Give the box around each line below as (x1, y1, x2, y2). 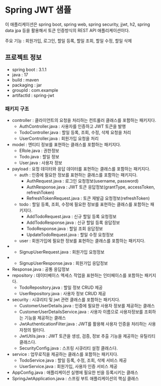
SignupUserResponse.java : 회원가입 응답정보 (19, 260, 108, 266)
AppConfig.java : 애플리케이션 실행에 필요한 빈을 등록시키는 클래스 (12, 369, 139, 375)
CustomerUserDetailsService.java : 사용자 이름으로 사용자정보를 (19, 309, 144, 315)
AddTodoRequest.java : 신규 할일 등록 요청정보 (26, 214, 117, 219)
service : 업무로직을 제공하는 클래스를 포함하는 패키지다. (12, 352, 118, 357)
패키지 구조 (5, 105, 29, 112)
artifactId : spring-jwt (12, 92, 55, 98)
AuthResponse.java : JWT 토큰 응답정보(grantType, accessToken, (26, 184, 155, 190)
